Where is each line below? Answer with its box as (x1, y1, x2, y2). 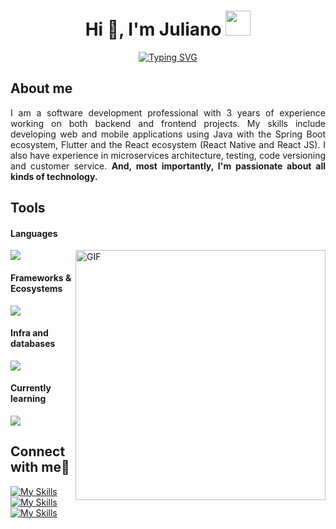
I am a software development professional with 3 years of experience (10, 106, 326, 119)
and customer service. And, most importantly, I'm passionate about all (10, 160, 326, 172)
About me (10, 80, 73, 97)
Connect (10, 443, 66, 460)
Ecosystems (10, 282, 63, 294)
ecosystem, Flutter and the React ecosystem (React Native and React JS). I (10, 138, 326, 150)
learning (10, 393, 47, 405)
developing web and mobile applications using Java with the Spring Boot (10, 128, 326, 140)
